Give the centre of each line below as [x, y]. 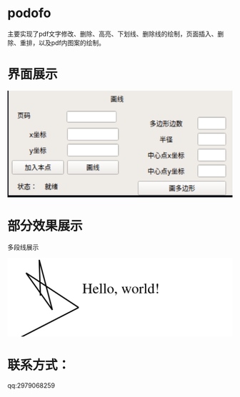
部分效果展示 [45, 226]
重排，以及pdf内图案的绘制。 [62, 42]
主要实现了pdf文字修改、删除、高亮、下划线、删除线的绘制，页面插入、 [112, 34]
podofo [29, 13]
